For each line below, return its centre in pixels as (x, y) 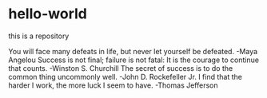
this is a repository (39, 36)
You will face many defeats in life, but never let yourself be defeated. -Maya (133, 51)
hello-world (48, 14)
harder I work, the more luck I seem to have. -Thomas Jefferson (113, 85)
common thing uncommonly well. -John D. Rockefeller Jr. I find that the (125, 76)
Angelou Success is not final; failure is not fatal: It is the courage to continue (134, 60)
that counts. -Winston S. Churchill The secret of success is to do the (121, 68)
